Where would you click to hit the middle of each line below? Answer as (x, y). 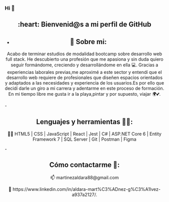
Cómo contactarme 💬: (85, 165)
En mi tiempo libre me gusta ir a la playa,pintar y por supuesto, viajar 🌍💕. (85, 94)
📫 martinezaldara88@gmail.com (85, 177)
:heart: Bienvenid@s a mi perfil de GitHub (85, 25)
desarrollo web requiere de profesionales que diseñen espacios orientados (85, 77)
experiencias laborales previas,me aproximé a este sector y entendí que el (85, 72)
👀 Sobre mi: (88, 42)
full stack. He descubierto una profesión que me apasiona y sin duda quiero (85, 59)
